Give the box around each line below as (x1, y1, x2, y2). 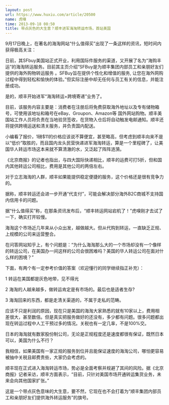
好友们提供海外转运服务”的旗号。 (22, 394, 92, 400)
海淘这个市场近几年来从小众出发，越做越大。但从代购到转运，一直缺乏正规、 (5, 225, 164, 231)
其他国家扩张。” (18, 378, 49, 384)
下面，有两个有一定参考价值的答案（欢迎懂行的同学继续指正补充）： (5, 265, 144, 271)
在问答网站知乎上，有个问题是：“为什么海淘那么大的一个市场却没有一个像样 (5, 242, 162, 248)
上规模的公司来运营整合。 (5, 231, 58, 237)
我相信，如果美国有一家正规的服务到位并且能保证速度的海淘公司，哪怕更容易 (5, 348, 164, 354)
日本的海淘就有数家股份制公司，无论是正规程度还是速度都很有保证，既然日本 (5, 331, 164, 337)
